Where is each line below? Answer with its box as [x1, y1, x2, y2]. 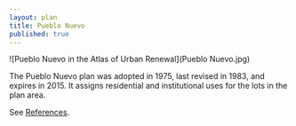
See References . [9, 107, 70, 118]
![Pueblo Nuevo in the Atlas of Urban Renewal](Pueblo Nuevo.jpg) [9, 54, 251, 65]
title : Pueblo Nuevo [9, 21, 86, 30]
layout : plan [9, 12, 58, 22]
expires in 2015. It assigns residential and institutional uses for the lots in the [9, 81, 288, 91]
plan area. [9, 90, 46, 100]
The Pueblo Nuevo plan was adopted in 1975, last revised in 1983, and [9, 71, 265, 82]
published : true [9, 29, 69, 38]
